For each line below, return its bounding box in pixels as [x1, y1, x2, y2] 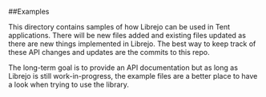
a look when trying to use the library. [8, 80, 130, 89]
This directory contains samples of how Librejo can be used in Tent [8, 22, 231, 31]
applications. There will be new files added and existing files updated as [8, 31, 247, 40]
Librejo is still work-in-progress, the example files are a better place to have [8, 72, 258, 80]
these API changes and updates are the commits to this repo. [8, 48, 210, 56]
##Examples [8, 7, 50, 16]
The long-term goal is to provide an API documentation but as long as [8, 63, 239, 72]
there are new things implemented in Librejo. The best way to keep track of [8, 39, 256, 48]
